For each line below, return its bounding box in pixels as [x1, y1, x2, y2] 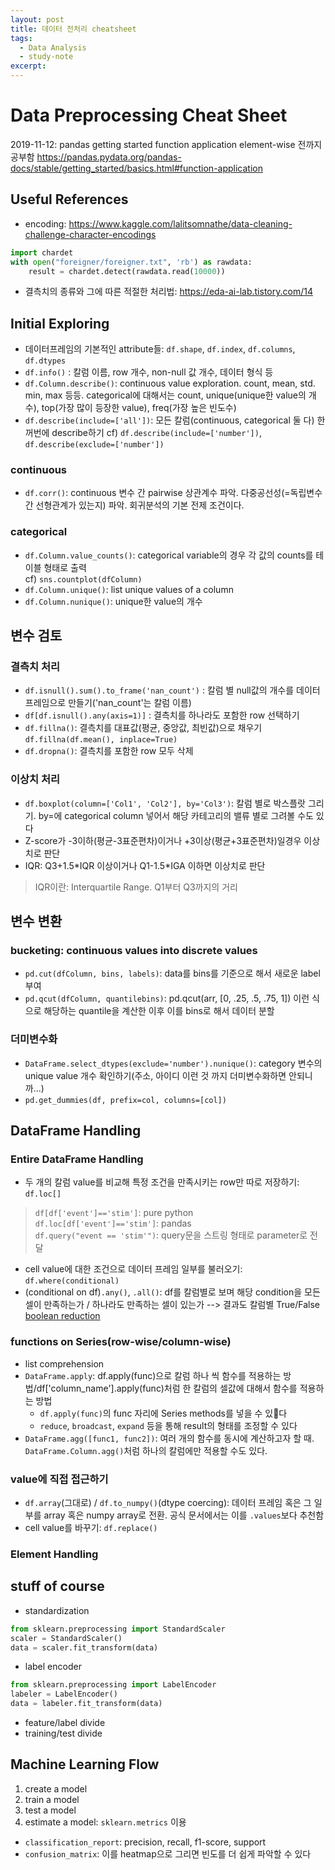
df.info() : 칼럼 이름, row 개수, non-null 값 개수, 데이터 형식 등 [24, 366, 274, 378]
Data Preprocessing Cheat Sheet [10, 104, 288, 127]
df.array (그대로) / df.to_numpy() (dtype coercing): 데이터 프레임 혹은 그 [24, 1497, 312, 1509]
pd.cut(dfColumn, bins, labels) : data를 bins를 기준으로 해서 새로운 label [24, 967, 321, 980]
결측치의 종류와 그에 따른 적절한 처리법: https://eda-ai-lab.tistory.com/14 [24, 286, 313, 298]
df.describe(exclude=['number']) [24, 440, 165, 450]
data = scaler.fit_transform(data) [10, 1642, 159, 1653]
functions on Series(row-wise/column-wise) [10, 1335, 232, 1349]
